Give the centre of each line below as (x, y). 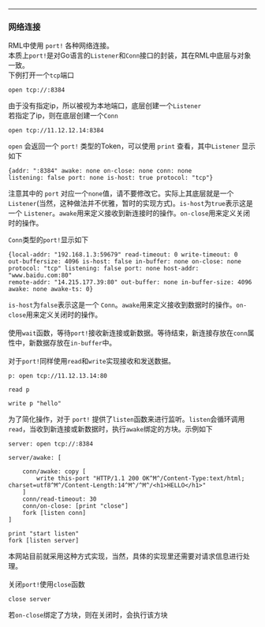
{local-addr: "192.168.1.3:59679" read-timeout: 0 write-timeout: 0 (123, 255)
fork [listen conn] (54, 513)
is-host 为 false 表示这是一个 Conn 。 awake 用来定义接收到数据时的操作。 (122, 305)
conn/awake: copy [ (54, 472)
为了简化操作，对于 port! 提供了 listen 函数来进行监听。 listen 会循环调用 (127, 420)
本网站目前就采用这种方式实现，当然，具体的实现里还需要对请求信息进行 (125, 556)
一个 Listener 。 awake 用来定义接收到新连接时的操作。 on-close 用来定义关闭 (129, 213)
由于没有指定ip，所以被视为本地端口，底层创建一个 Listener (105, 106)
